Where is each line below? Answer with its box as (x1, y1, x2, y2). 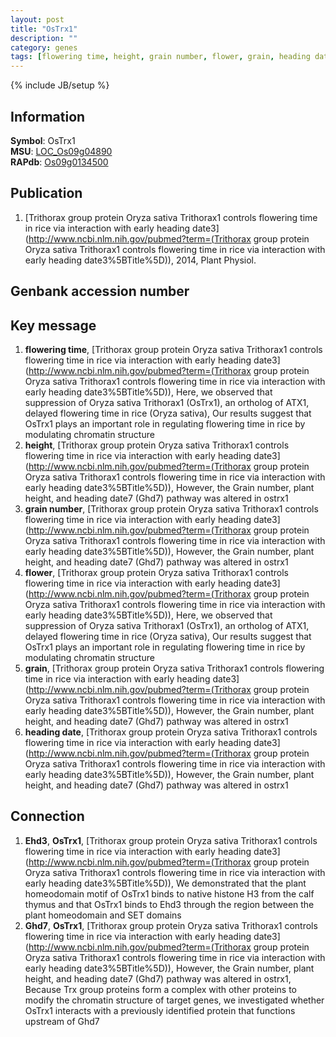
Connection (10, 808, 85, 825)
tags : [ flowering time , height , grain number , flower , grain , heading (10, 52, 311, 62)
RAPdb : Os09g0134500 (10, 156, 109, 168)
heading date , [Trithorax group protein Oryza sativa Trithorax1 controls (24, 726, 318, 738)
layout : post (10, 14, 65, 25)
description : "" (10, 33, 78, 43)
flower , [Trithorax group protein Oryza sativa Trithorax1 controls (24, 566, 289, 578)
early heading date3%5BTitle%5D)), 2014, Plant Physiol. (24, 254, 257, 266)
